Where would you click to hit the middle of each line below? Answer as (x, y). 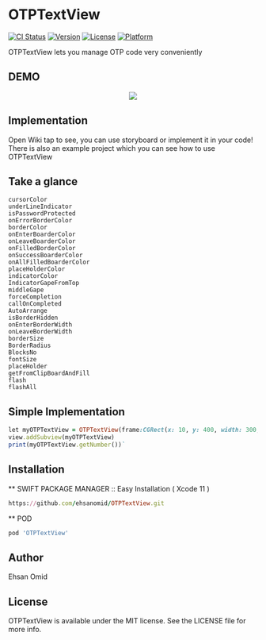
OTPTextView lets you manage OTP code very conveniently (105, 52)
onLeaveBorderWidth (40, 332)
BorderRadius (30, 346)
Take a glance (43, 181)
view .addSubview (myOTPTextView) (61, 438)
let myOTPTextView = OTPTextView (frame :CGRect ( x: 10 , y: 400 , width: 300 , (134, 430)
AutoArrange (28, 311)
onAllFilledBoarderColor (49, 262)
